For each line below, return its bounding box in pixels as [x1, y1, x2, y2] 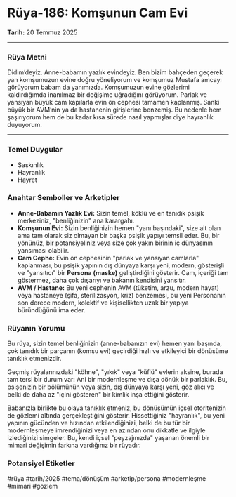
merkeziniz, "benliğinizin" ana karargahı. [17, 216, 135, 225]
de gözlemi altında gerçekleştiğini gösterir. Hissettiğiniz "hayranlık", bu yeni [7, 411, 225, 420]
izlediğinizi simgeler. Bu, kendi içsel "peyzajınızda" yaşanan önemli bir [7, 434, 210, 442]
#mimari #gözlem [7, 482, 58, 491]
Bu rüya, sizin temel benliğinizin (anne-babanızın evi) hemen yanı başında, [7, 339, 223, 348]
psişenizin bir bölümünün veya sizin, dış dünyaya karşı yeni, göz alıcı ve [7, 383, 214, 391]
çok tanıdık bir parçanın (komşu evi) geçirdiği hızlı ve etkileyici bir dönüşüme [7, 347, 228, 355]
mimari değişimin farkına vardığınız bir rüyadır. [7, 441, 142, 450]
